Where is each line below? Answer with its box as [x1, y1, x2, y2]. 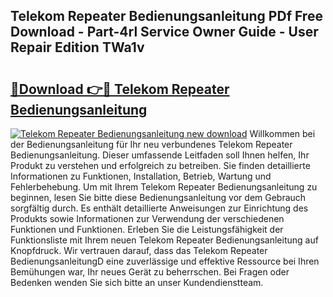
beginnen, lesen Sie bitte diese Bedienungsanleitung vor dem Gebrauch [10, 192, 307, 203]
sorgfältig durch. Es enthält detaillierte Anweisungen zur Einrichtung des [10, 202, 309, 214]
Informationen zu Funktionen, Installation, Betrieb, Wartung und [10, 170, 272, 182]
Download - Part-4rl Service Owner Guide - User [10, 24, 319, 41]
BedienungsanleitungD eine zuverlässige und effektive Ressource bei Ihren [10, 255, 320, 267]
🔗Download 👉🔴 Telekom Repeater [10, 80, 230, 98]
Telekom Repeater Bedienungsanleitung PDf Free [10, 8, 323, 25]
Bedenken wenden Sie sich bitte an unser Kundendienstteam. [10, 277, 264, 288]
